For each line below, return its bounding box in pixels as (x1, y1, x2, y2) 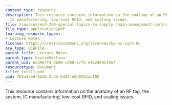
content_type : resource (5, 7, 56, 13)
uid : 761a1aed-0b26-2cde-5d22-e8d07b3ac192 (5, 74, 100, 79)
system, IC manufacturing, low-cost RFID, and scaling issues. (5, 93, 135, 100)
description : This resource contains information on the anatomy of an (5, 12, 161, 17)
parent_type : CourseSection (5, 55, 66, 60)
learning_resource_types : (5, 31, 60, 36)
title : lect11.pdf (5, 70, 45, 75)
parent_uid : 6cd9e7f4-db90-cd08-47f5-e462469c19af (5, 60, 116, 65)
